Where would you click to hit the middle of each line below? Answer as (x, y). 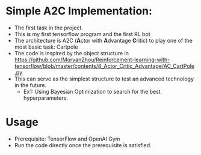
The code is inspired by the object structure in (71, 53)
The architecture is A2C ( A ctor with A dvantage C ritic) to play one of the (104, 40)
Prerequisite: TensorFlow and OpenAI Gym (67, 139)
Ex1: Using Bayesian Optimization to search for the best (92, 91)
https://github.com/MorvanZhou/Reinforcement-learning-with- (92, 59)
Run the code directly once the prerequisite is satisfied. (83, 145)
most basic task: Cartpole (46, 47)
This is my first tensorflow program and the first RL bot (82, 34)
